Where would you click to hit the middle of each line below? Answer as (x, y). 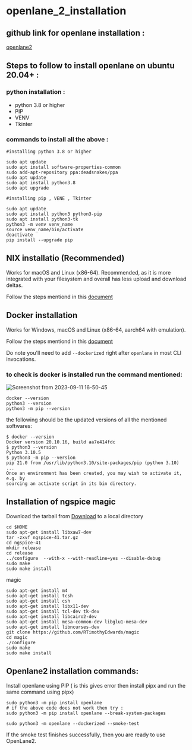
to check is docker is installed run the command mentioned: (94, 374)
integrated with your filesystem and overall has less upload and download (96, 279)
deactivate (20, 235)
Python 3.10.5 (24, 452)
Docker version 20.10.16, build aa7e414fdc (61, 442)
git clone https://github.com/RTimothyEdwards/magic (73, 632)
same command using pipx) (40, 692)
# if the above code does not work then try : (65, 708)
